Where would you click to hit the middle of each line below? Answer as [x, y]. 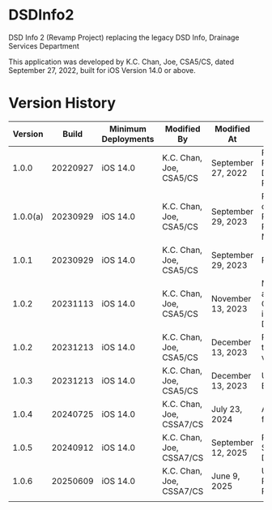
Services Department [44, 45]
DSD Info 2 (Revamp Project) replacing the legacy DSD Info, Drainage [124, 37]
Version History [62, 103]
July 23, [227, 409]
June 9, [226, 476]
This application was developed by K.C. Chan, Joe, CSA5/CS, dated [121, 62]
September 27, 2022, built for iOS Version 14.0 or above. [102, 70]
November [232, 298]
